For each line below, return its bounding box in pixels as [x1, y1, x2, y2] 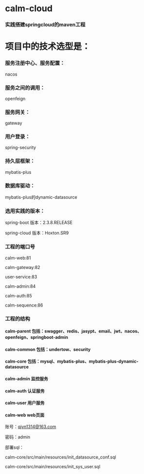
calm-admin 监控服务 [5, 375, 49, 381]
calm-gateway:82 [5, 264, 40, 270]
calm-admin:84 [5, 283, 36, 289]
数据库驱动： [5, 182, 36, 189]
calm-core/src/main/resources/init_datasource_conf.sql [5, 454, 116, 460]
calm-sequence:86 [5, 302, 43, 308]
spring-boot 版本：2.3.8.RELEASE [5, 220, 73, 226]
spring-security [5, 144, 36, 150]
